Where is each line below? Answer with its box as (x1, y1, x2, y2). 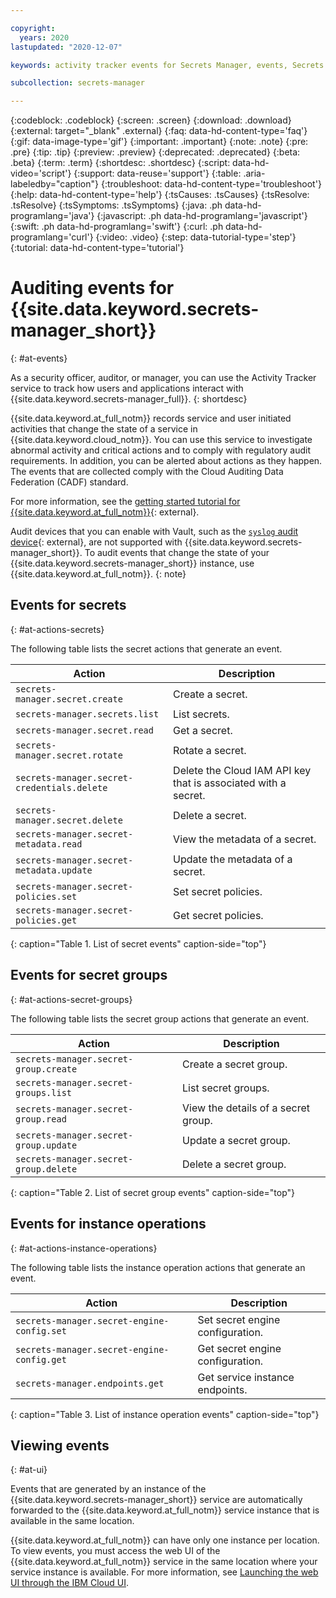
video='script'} (10, 167, 72, 180)
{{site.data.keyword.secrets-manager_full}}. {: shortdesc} (10, 393, 248, 405)
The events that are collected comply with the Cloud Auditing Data (10, 466, 284, 478)
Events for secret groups (10, 967, 168, 984)
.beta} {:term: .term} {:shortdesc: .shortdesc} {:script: (10, 157, 231, 169)
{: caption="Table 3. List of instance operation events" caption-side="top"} (10, 1408, 320, 1420)
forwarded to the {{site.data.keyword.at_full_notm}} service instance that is (10, 1504, 320, 1516)
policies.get (15, 914, 78, 926)
